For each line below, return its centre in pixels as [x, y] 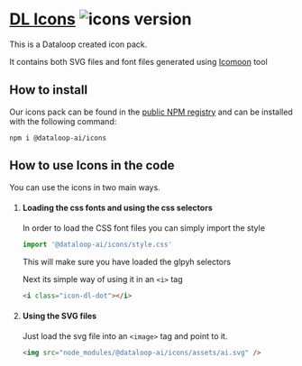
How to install [49, 90]
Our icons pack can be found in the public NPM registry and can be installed [151, 112]
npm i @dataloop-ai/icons [58, 138]
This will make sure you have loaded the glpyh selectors [127, 261]
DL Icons [43, 19]
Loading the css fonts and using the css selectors [118, 208]
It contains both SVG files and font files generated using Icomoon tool [138, 61]
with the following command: [63, 121]
